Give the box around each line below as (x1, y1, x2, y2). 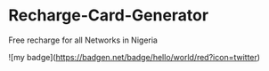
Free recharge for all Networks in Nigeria (8, 35, 158, 45)
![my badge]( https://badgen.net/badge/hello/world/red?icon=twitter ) (8, 51, 260, 62)
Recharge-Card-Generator (8, 5, 209, 26)
